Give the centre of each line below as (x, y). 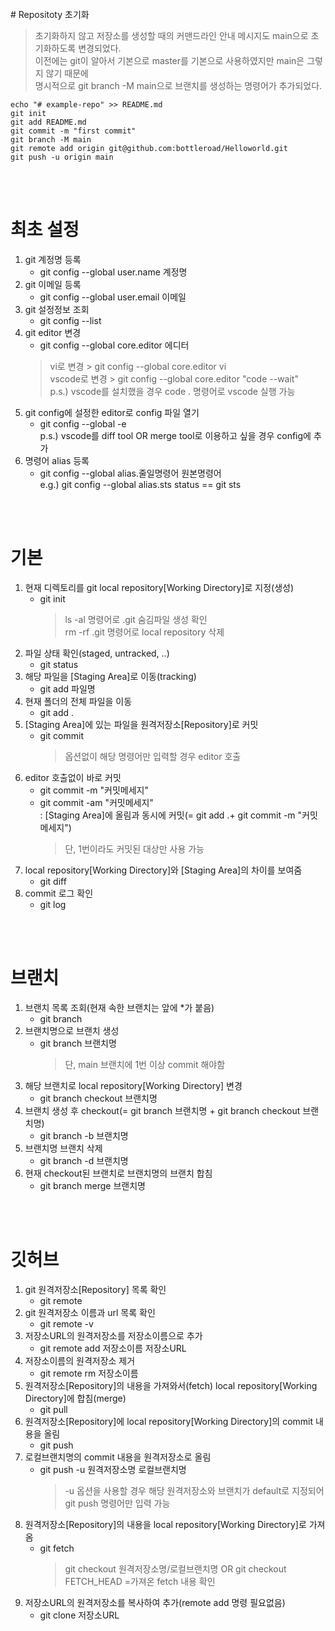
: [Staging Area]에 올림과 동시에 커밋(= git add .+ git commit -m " (171, 815)
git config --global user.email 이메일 (113, 297)
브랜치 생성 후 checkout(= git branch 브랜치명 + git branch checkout (162, 1110)
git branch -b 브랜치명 (84, 1135)
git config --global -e (83, 423)
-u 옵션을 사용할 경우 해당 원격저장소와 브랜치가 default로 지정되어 (194, 1490)
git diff (53, 881)
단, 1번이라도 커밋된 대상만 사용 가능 (134, 848)
